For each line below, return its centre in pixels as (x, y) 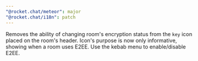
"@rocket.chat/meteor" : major (43, 12)
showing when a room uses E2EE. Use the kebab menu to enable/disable (96, 46)
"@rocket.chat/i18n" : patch (41, 17)
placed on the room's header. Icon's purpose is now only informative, (91, 40)
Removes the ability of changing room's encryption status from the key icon (99, 34)
